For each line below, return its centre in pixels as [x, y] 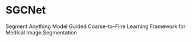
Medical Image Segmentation [41, 32]
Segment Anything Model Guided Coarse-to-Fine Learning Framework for [96, 26]
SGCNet [26, 10]
